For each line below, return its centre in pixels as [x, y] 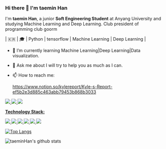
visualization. [26, 56]
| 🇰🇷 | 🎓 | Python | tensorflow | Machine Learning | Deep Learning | [76, 39]
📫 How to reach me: [33, 75]
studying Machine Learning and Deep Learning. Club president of [72, 24]
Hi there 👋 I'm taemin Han [36, 8]
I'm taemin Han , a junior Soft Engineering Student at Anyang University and [83, 19]
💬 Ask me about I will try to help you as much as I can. [67, 65]
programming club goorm [31, 29]
